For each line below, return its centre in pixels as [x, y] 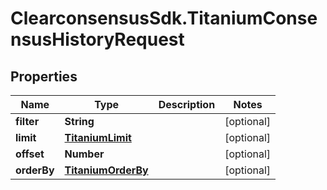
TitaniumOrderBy [106, 170]
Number [84, 154]
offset [30, 154]
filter [27, 121]
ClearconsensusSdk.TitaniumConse [164, 18]
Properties [44, 76]
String [79, 121]
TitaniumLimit [98, 137]
